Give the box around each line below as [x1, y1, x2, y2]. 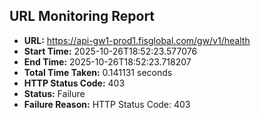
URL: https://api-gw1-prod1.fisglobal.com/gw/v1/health [23, 34, 251, 46]
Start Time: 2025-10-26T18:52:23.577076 [23, 45, 198, 57]
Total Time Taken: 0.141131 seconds [23, 66, 173, 78]
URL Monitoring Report [9, 8, 156, 25]
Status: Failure [23, 87, 86, 99]
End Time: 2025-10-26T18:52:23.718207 [23, 55, 192, 68]
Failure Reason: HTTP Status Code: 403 [23, 98, 191, 110]
